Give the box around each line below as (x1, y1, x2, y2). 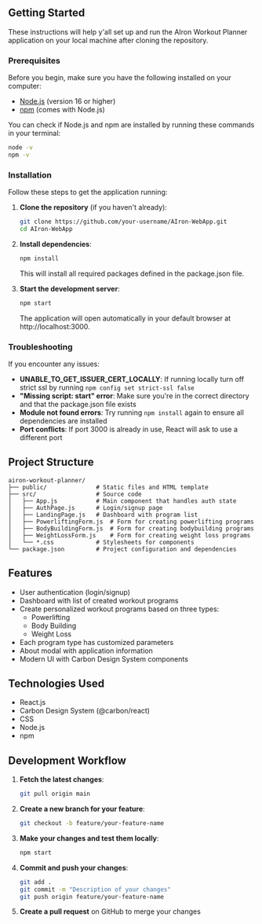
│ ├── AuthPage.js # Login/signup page (8, 504, 163, 511)
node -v (8, 144, 34, 152)
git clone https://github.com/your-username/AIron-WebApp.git (19, 218, 227, 226)
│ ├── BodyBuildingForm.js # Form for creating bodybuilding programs (8, 524, 255, 533)
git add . (19, 878, 53, 886)
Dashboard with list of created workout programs (19, 596, 179, 605)
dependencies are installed (19, 416, 107, 425)
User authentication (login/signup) (19, 587, 131, 596)
